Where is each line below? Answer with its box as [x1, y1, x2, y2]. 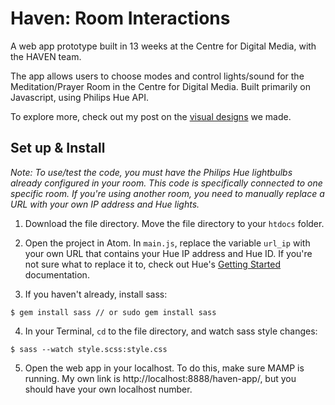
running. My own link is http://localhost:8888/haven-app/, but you [24, 372, 297, 384]
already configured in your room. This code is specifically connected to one [10, 177, 323, 189]
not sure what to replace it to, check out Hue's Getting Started [24, 258, 282, 270]
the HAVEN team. [10, 50, 82, 62]
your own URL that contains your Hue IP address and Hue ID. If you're [24, 247, 313, 259]
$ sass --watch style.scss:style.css [10, 344, 168, 354]
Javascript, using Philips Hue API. [10, 91, 149, 103]
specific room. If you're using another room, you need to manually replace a [10, 187, 325, 199]
